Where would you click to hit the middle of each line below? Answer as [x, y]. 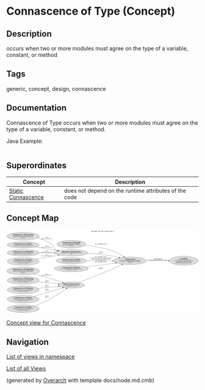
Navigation [27, 342]
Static [16, 191]
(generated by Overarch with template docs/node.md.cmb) [80, 380]
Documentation [37, 108]
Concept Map [33, 218]
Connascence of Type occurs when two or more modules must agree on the [102, 123]
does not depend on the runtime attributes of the [125, 191]
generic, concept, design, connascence [56, 88]
